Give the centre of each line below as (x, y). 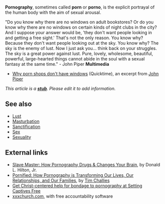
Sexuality (21, 137)
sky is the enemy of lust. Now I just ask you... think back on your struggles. (81, 48)
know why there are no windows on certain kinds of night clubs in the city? (81, 27)
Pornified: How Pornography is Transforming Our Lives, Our (73, 175)
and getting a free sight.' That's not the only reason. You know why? (74, 38)
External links (27, 153)
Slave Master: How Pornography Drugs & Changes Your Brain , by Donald (86, 164)
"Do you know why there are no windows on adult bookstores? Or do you (79, 22)
